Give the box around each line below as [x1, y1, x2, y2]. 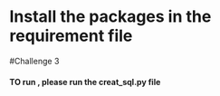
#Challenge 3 [9, 55, 60, 66]
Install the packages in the [9, 6, 212, 27]
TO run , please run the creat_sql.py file [9, 76, 161, 87]
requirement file [9, 25, 133, 46]
